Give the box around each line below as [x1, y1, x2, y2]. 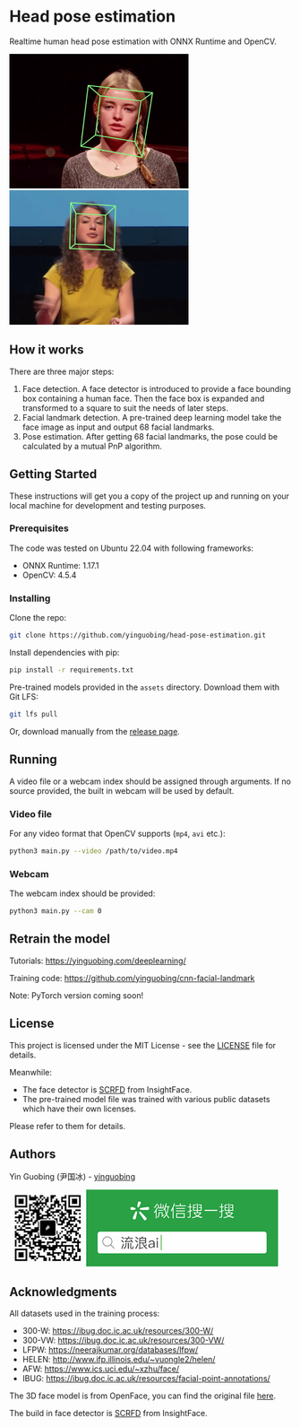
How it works [9, 343, 84, 358]
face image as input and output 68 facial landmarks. [21, 422, 215, 432]
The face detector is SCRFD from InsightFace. [21, 1083, 193, 1095]
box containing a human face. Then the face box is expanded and [21, 393, 265, 404]
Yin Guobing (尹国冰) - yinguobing [9, 1171, 136, 1182]
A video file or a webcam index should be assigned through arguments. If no [9, 776, 291, 787]
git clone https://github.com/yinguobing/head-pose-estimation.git [9, 631, 267, 640]
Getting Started [9, 466, 98, 482]
